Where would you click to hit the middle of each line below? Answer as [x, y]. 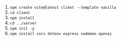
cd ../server [23, 23]
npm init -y [22, 29]
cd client [20, 13]
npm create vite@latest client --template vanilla [63, 7]
